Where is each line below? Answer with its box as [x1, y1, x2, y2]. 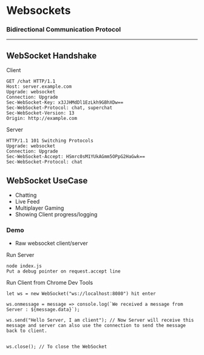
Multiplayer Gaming [15, 204, 64, 212]
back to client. [6, 328, 47, 334]
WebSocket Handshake [6, 50, 97, 61]
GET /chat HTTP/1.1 [6, 78, 56, 85]
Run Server [6, 251, 35, 259]
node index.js [6, 263, 42, 270]
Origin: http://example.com [6, 116, 78, 122]
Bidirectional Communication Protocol [6, 25, 121, 34]
